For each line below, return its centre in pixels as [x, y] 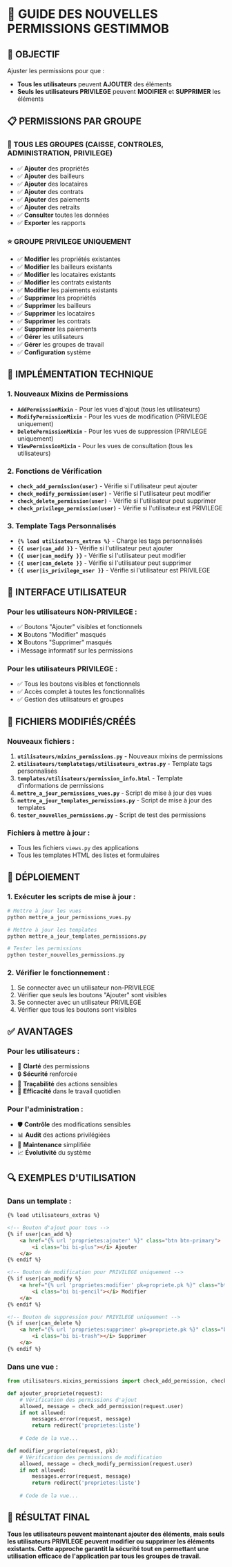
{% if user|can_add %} [40, 1234]
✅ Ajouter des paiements [53, 199]
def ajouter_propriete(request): [55, 1393]
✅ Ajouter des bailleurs [51, 176]
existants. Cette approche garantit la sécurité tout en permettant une [108, 1548]
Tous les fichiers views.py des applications [78, 848]
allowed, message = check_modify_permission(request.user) [106, 1463]
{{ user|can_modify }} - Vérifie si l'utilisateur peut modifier [101, 556]
